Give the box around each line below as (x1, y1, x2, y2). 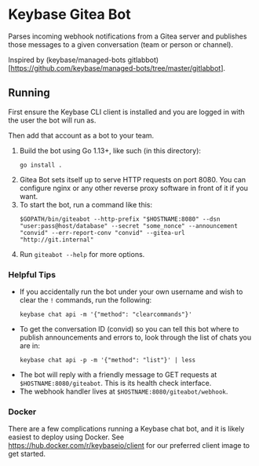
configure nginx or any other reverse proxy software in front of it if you (19, 183, 249, 193)
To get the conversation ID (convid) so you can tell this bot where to (19, 325, 239, 334)
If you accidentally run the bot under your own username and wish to (19, 287, 243, 296)
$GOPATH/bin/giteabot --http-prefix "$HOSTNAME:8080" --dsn (19, 215, 221, 223)
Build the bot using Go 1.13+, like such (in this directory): (19, 145, 202, 155)
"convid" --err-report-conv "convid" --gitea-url (19, 229, 186, 237)
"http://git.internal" (19, 236, 94, 244)
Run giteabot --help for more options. (19, 249, 145, 259)
